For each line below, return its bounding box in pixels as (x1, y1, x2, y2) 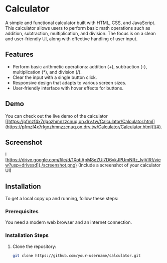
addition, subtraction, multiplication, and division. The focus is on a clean (5, 30, 156, 36)
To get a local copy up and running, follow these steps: (5, 196, 119, 202)
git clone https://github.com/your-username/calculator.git (12, 253, 141, 258)
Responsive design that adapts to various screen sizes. (12, 79, 127, 85)
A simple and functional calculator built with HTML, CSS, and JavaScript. (5, 20, 155, 26)
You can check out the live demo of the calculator (5, 113, 108, 119)
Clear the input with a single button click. (12, 74, 97, 80)
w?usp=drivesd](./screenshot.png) (5, 162, 77, 168)
